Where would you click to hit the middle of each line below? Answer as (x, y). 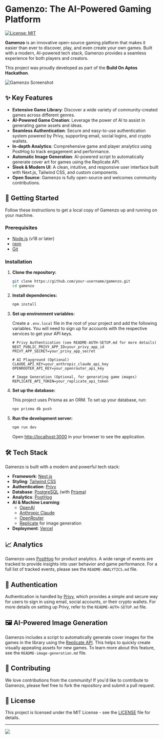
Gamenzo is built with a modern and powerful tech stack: (62, 467)
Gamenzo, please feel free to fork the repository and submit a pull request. (80, 685)
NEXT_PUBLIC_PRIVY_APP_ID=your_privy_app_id (58, 347)
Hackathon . (17, 73)
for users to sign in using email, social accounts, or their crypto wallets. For (81, 602)
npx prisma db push (32, 409)
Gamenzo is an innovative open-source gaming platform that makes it (75, 42)
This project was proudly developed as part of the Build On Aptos (71, 68)
